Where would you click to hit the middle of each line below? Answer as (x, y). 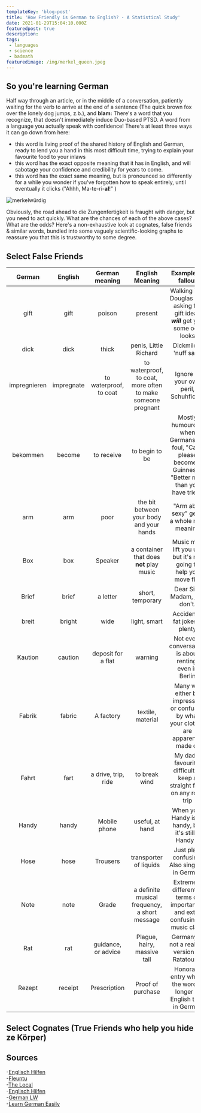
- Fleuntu (17, 1079)
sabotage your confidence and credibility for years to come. (89, 170)
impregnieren (28, 386)
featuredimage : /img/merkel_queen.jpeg (56, 62)
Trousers (107, 861)
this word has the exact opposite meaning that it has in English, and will (103, 163)
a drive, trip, (107, 774)
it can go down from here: (38, 133)
